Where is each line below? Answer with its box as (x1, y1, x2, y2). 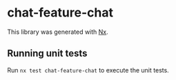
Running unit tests (7, 48, 88, 59)
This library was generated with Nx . (7, 28, 108, 36)
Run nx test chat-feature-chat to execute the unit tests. (7, 66, 169, 74)
